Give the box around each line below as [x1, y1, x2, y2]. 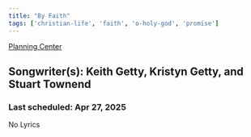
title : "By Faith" [8, 11, 70, 20]
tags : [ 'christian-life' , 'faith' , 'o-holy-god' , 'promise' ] [8, 19, 219, 27]
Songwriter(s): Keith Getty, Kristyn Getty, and [8, 64, 245, 78]
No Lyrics [8, 120, 40, 130]
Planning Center [8, 41, 62, 51]
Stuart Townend [8, 77, 91, 91]
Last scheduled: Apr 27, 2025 [8, 102, 127, 113]
